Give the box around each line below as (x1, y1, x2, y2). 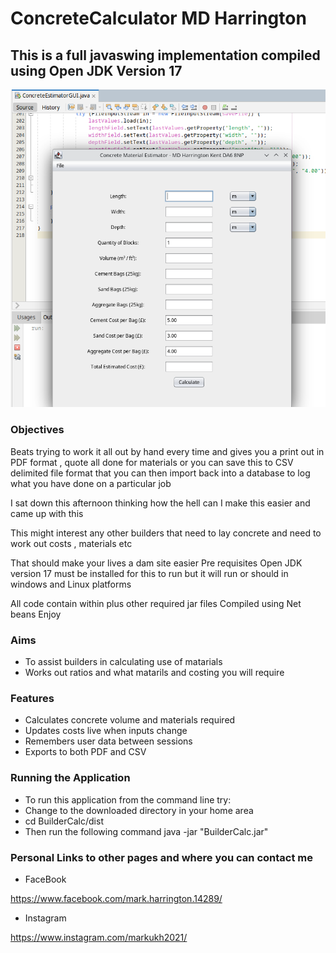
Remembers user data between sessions (24, 735, 193, 747)
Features (10, 691, 55, 705)
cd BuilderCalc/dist (24, 815, 104, 827)
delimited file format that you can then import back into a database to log (10, 467, 311, 479)
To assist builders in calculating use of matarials (24, 656, 223, 668)
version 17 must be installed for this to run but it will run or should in (10, 567, 289, 579)
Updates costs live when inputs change (24, 725, 188, 737)
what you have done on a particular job (10, 477, 172, 489)
